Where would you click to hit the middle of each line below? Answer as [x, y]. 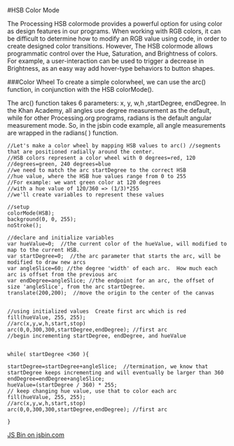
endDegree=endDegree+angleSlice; [56, 379]
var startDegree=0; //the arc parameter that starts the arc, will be [114, 256]
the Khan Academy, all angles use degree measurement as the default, [109, 110]
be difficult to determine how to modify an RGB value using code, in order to [117, 39]
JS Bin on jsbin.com [36, 435]
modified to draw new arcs [47, 262]
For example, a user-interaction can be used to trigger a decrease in [106, 61]
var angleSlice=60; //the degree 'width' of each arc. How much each [112, 269]
